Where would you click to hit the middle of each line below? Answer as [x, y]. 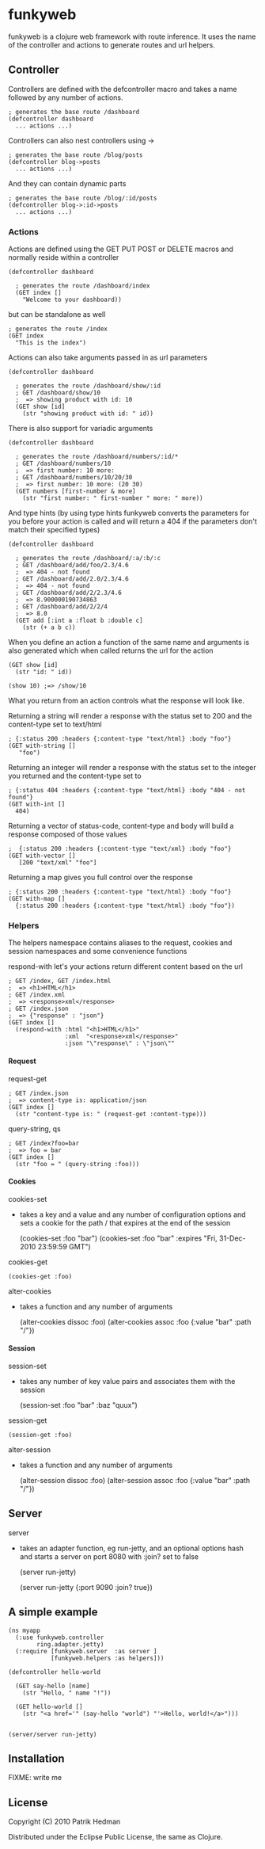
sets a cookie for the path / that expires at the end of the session [125, 1222]
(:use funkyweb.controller [60, 1637]
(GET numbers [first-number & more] [76, 492]
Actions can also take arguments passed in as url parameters [108, 357]
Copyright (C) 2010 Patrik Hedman [64, 1822]
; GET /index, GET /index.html [60, 981]
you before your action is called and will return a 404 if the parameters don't [132, 521]
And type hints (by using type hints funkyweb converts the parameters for [129, 513]
